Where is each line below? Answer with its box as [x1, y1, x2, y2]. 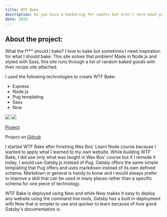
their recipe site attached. [5, 64, 58, 70]
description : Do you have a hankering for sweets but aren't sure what [5, 12, 157, 17]
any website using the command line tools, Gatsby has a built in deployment [5, 196, 161, 202]
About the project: [5, 35, 63, 43]
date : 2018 [5, 16, 28, 21]
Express [12, 83, 29, 90]
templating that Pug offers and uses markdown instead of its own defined [5, 165, 156, 171]
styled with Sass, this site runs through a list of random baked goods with [5, 59, 156, 65]
